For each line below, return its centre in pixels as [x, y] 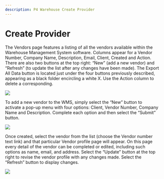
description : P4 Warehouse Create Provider [50, 10]
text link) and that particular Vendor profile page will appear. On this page [79, 141]
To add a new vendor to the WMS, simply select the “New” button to [74, 102]
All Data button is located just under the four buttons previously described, [80, 73]
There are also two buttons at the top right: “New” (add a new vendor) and [80, 63]
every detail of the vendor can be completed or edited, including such [75, 146]
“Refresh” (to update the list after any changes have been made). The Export [82, 68]
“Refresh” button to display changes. [42, 162]
